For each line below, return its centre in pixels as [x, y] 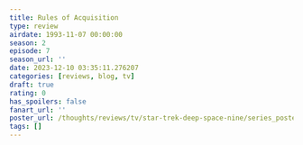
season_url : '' [38, 59]
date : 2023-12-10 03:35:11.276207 [74, 68]
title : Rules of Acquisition [64, 18]
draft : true [32, 85]
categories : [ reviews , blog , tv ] [72, 77]
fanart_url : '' [38, 110]
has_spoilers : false [48, 101]
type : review [34, 26]
